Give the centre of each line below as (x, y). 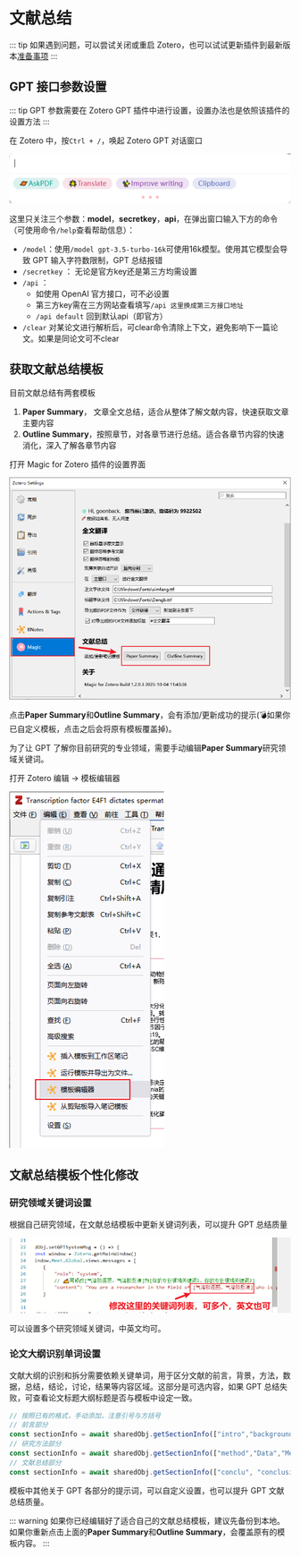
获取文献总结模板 (56, 369)
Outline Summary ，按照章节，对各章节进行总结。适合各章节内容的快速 (153, 434)
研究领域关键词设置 (50, 1203)
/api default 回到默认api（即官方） (101, 316)
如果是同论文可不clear (79, 338)
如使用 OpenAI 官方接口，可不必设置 (102, 294)
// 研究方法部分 (35, 1444)
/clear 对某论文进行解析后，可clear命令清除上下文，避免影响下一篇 (146, 327)
